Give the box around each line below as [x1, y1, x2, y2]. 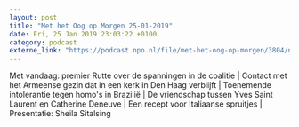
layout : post [9, 12, 58, 22]
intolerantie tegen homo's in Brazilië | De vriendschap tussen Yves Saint [9, 90, 273, 100]
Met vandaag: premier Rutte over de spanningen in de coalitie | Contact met [9, 70, 287, 81]
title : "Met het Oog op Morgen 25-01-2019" [9, 21, 174, 30]
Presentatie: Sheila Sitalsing [9, 108, 111, 119]
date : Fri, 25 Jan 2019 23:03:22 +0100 [9, 29, 158, 38]
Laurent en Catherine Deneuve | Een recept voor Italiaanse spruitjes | [9, 99, 263, 109]
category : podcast [9, 37, 77, 47]
